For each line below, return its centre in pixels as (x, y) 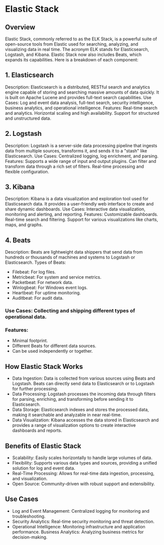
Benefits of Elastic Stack (43, 446)
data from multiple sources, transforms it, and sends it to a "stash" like (76, 151)
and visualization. (30, 479)
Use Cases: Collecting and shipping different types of (70, 311)
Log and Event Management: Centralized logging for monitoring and (81, 511)
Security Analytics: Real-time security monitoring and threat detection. (83, 521)
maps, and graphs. (24, 225)
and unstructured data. (28, 118)
